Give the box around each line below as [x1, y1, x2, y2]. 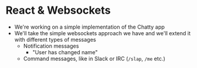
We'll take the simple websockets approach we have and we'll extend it [14, 29, 191, 36]
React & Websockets [5, 4, 111, 17]
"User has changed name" [32, 48, 98, 55]
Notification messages [23, 42, 79, 50]
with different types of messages [14, 36, 97, 43]
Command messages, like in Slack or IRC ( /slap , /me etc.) [23, 55, 166, 62]
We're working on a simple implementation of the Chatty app [14, 23, 165, 30]
